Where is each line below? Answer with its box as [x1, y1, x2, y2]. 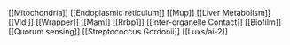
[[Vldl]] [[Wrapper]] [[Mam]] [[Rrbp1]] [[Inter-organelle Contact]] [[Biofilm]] [8, 17, 282, 27]
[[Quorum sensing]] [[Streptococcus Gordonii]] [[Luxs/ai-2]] [8, 26, 228, 36]
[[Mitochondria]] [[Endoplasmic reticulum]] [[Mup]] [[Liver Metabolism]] [8, 8, 271, 18]
